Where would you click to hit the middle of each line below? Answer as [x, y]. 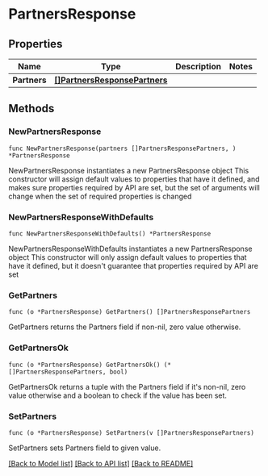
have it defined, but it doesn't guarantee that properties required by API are [133, 265]
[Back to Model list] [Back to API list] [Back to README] [101, 463]
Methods [31, 109]
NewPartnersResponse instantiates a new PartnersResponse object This [129, 170]
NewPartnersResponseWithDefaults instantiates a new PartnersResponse [130, 248]
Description [198, 67]
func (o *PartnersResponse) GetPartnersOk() [84, 365]
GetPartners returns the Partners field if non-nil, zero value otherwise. [125, 327]
